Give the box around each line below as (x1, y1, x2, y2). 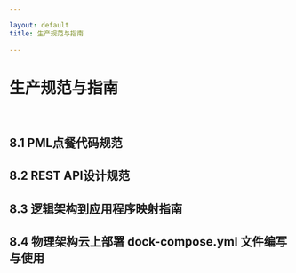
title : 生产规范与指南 (9, 28, 84, 38)
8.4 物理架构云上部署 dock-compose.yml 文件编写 (9, 234, 287, 249)
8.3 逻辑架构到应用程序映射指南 (9, 201, 183, 216)
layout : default (9, 20, 69, 29)
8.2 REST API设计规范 (9, 168, 131, 183)
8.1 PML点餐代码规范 (9, 135, 123, 151)
